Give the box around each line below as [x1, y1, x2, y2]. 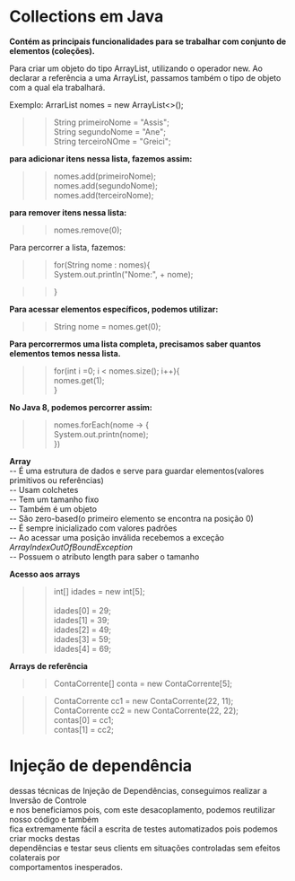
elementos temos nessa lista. [9, 348, 121, 358]
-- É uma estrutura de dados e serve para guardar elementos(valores [9, 465, 265, 476]
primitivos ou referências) [9, 474, 105, 486]
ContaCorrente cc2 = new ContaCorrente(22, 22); [53, 705, 239, 716]
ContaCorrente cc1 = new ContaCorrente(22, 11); [53, 695, 234, 706]
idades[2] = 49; [53, 624, 112, 635]
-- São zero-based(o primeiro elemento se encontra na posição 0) [9, 513, 254, 524]
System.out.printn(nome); [53, 428, 149, 439]
